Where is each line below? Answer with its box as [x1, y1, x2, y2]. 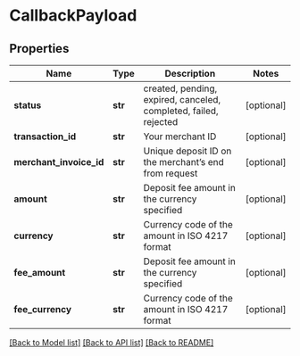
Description [164, 68, 216, 79]
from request [143, 167, 198, 179]
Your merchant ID [143, 130, 217, 143]
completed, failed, [143, 104, 219, 117]
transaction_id [13, 130, 77, 143]
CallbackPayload [9, 5, 137, 26]
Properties [9, 41, 70, 56]
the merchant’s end [143, 156, 225, 168]
